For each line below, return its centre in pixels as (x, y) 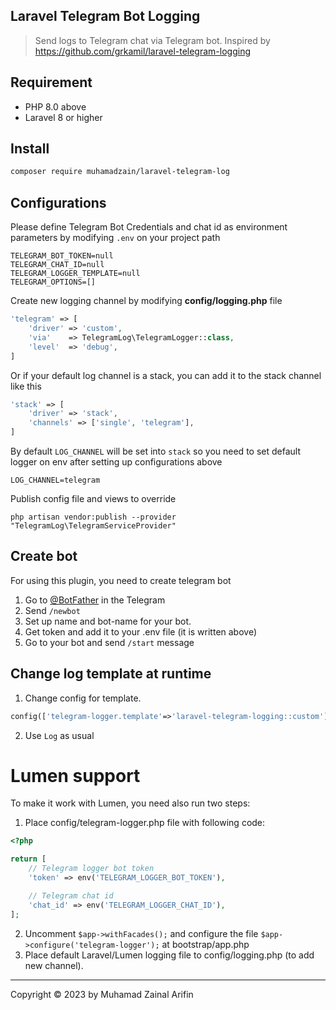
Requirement (51, 82)
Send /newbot (52, 610)
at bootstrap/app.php (205, 944)
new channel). (54, 965)
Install (30, 149)
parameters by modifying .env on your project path (115, 238)
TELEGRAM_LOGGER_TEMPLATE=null (75, 274)
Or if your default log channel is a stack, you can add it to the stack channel (166, 375)
